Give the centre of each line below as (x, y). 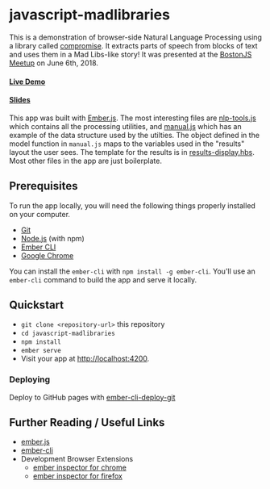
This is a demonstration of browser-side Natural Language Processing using (136, 37)
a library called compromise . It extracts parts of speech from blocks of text (133, 45)
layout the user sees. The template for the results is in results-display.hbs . (132, 152)
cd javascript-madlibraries (68, 334)
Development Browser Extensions (77, 459)
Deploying (30, 379)
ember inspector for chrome (80, 468)
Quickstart (37, 305)
